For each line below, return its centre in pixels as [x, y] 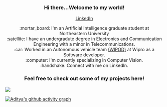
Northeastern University [84, 34]
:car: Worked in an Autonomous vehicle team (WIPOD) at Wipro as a [84, 50]
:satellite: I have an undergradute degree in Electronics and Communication [84, 39]
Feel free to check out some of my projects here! [84, 78]
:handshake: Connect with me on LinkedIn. [84, 66]
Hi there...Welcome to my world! [84, 8]
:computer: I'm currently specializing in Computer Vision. [84, 60]
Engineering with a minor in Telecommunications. [84, 44]
